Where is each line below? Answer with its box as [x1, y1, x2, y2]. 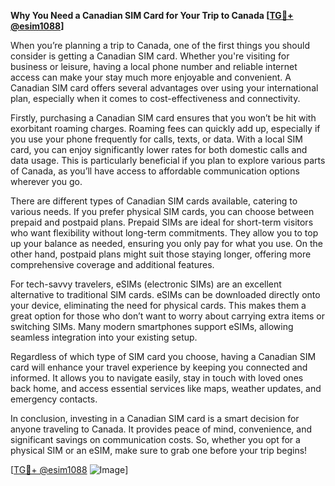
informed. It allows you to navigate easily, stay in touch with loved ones [10, 372, 304, 384]
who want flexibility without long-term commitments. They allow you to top [10, 227, 319, 239]
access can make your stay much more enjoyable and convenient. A [10, 71, 292, 83]
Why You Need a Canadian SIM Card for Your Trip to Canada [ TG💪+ [10, 10, 294, 21]
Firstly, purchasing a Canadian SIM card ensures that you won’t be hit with [10, 112, 317, 124]
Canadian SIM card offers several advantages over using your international [10, 82, 319, 94]
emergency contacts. [10, 393, 98, 405]
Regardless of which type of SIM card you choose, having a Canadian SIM [10, 351, 317, 362]
